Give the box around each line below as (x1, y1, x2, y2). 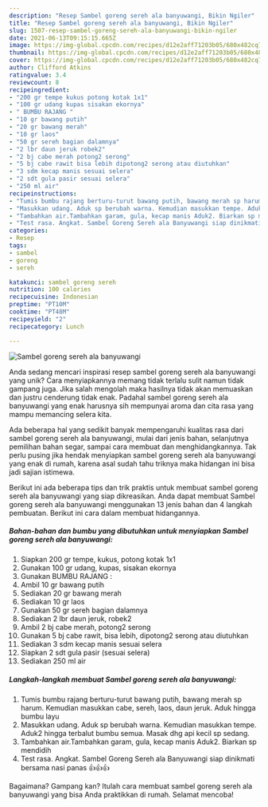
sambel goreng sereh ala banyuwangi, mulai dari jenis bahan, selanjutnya (9, 433, 249, 443)
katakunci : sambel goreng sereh (9, 278, 116, 286)
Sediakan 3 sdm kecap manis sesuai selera (20, 640, 162, 649)
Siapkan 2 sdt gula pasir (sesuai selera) (20, 648, 150, 658)
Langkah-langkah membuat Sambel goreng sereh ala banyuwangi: (9, 675, 237, 684)
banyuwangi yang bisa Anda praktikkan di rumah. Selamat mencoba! (9, 790, 234, 800)
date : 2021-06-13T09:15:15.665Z (9, 33, 116, 42)
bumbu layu (20, 711, 60, 722)
